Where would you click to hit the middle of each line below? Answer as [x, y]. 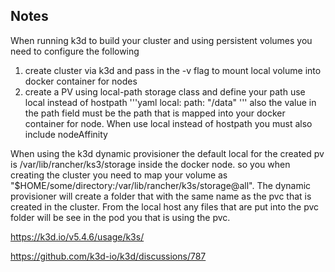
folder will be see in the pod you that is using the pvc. [120, 217]
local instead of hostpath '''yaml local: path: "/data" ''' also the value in [170, 102]
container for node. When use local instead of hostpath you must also [168, 123]
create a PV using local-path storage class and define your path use [165, 91]
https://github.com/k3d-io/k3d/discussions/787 [108, 256]
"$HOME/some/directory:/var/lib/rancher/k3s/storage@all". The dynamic [161, 185]
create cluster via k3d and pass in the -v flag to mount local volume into [173, 70]
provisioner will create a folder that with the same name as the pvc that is [161, 196]
